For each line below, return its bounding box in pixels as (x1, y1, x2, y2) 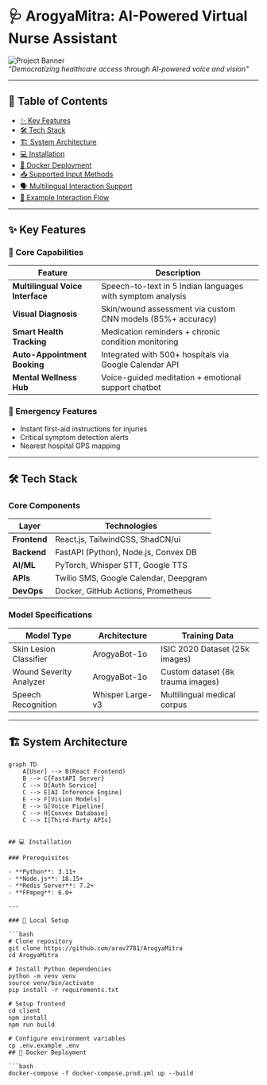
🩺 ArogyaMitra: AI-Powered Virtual (8, 7, 248, 25)
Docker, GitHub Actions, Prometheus (55, 585, 192, 597)
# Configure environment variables (8, 1034, 126, 1042)
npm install (8, 1014, 48, 1021)
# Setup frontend (8, 999, 66, 1008)
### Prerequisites (8, 854, 69, 862)
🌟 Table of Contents (8, 95, 108, 108)
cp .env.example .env (8, 1041, 80, 1049)
